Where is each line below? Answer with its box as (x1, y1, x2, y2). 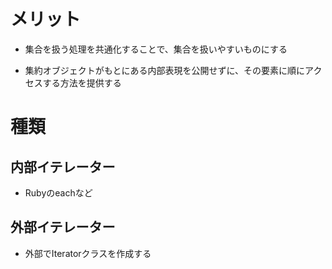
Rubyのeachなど (24, 186, 93, 199)
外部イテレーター (10, 219, 116, 236)
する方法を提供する (42, 76, 122, 89)
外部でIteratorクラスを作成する (24, 247, 152, 259)
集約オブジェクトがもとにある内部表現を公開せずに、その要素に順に (24, 64, 306, 76)
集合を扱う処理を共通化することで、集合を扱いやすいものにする (24, 43, 288, 55)
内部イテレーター (10, 158, 116, 175)
